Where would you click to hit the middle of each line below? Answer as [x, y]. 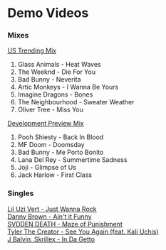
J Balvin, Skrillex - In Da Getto [51, 239]
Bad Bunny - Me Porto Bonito [61, 152]
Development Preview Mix [46, 124]
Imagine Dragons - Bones [55, 94]
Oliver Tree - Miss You [51, 110]
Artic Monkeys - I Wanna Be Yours [68, 87]
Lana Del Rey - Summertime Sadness [72, 160]
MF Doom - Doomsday [51, 145]
